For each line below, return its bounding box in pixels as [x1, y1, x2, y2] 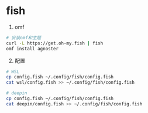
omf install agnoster [6, 46, 59, 52]
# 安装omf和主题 [6, 35, 42, 40]
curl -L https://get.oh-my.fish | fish [6, 40, 104, 46]
